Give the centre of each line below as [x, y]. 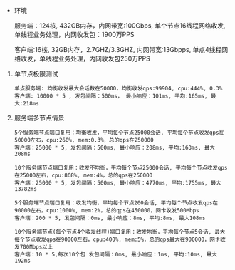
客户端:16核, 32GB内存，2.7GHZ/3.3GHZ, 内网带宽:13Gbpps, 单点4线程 [118, 50]
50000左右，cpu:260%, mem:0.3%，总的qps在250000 [84, 140]
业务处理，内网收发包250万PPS [104, 58]
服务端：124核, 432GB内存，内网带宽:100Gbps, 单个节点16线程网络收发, [120, 26]
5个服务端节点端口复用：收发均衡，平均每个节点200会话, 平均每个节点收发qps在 [116, 203]
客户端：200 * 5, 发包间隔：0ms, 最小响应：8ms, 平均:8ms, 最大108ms [110, 218]
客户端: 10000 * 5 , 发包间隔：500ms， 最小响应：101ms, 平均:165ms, [111, 96]
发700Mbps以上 [33, 247]
